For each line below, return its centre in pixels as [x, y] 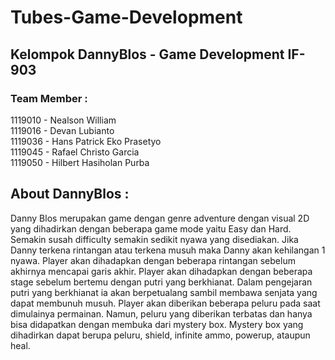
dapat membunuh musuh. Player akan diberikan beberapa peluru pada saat [165, 303]
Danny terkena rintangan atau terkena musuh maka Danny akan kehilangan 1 [168, 250]
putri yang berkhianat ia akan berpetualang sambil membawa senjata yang [164, 292]
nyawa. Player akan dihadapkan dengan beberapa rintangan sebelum [153, 260]
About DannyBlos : [70, 194]
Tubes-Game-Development [126, 17]
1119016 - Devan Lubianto [62, 130]
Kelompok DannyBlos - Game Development [147, 54]
